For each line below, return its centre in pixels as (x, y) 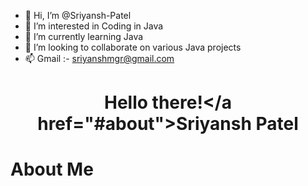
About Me (52, 169)
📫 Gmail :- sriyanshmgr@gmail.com (99, 58)
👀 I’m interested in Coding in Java (94, 26)
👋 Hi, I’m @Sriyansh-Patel (78, 15)
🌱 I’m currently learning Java (84, 36)
